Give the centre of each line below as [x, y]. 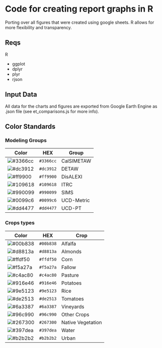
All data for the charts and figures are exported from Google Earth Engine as [81, 106]
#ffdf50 [48, 259]
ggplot [18, 63]
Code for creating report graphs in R [79, 9]
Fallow [69, 267]
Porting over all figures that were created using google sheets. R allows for [80, 22]
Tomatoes [73, 299]
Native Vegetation [82, 322]
